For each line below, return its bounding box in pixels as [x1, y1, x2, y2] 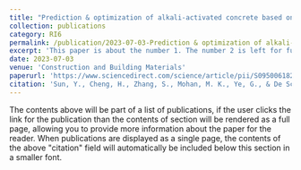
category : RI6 [9, 30, 63, 38]
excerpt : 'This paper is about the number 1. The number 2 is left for [9, 47, 282, 55]
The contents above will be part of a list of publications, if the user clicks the [9, 104, 291, 115]
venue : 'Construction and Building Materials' [9, 64, 186, 72]
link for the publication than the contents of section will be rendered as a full [9, 114, 290, 124]
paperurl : [9, 72, 47, 81]
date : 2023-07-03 [9, 55, 74, 64]
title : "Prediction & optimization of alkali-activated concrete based [9, 13, 282, 22]
